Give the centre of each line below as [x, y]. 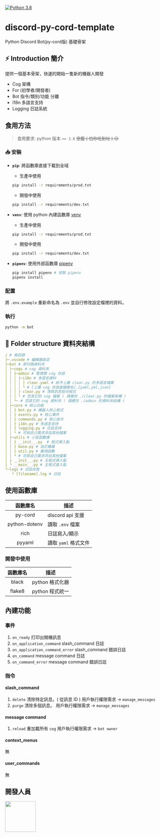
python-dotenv [25, 524]
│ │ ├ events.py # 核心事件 [32, 415]
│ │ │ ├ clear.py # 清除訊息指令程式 [41, 392]
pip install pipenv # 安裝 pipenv [47, 273]
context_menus [21, 740]
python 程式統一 [51, 591]
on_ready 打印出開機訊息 [37, 637]
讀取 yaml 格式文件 [69, 543]
